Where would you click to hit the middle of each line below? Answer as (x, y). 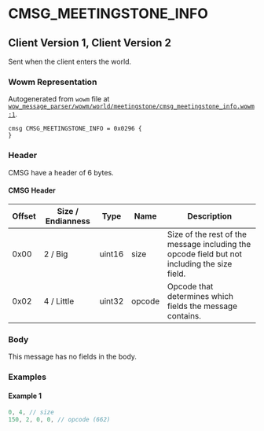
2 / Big (56, 254)
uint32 (112, 301)
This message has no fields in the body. (73, 357)
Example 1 (25, 396)
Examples (27, 377)
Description (210, 215)
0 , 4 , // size (31, 413)
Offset (24, 215)
